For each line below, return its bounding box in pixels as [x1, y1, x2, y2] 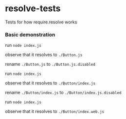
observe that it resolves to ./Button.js [5, 52, 83, 58]
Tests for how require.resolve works [5, 19, 77, 25]
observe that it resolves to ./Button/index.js [5, 80, 96, 86]
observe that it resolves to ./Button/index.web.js [5, 108, 105, 115]
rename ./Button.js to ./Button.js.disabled [5, 61, 96, 67]
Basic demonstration [5, 31, 55, 38]
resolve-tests [5, 3, 61, 14]
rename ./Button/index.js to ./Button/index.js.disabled [5, 90, 122, 96]
